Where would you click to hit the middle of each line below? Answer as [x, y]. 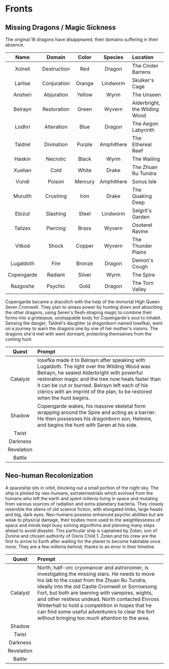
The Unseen [146, 95]
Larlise [22, 83]
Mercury [85, 182]
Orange [85, 83]
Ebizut [22, 214]
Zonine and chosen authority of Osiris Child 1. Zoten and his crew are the [81, 536]
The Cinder [145, 66]
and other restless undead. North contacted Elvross [98, 599]
